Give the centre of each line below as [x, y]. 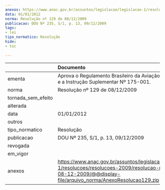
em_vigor [18, 154]
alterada [17, 106]
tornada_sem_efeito [30, 98]
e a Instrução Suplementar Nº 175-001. [104, 81]
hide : [11, 42]
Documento [72, 67]
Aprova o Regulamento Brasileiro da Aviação [109, 76]
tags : [11, 28]
